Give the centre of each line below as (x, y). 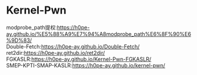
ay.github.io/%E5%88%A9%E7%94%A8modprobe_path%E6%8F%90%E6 (99, 34)
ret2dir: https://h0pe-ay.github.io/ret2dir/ (56, 53)
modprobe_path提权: (32, 27)
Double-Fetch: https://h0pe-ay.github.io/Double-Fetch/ (73, 46)
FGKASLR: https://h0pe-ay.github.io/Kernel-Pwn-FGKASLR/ (79, 59)
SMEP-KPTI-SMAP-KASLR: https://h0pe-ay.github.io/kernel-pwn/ (86, 65)
